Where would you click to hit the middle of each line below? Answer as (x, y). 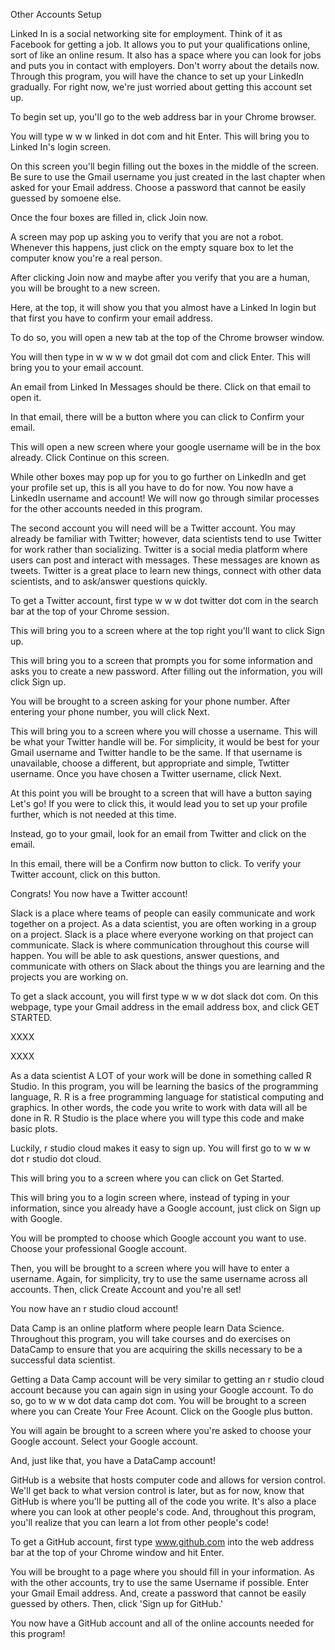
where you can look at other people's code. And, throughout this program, (163, 1512)
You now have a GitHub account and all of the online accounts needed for (162, 1623)
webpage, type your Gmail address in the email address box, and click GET (165, 1007)
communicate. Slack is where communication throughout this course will (160, 945)
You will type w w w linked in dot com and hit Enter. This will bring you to (160, 136)
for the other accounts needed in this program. (106, 508)
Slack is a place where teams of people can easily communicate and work (163, 913)
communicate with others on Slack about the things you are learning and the (167, 966)
